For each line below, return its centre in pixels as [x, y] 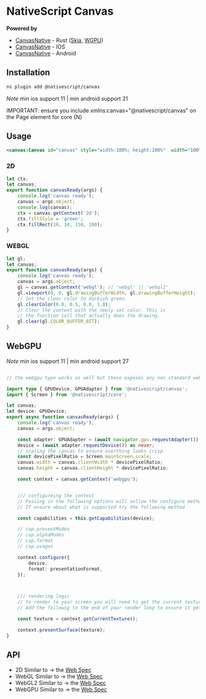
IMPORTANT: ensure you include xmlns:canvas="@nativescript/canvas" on [101, 110]
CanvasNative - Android [46, 53]
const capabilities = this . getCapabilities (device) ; [86, 518]
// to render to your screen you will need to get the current [100, 602]
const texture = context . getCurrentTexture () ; [78, 619]
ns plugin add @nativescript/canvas [53, 87]
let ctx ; [17, 179]
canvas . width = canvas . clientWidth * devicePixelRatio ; [90, 463]
